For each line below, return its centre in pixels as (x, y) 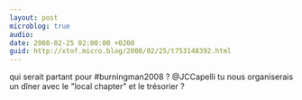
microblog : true (40, 26)
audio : (22, 34)
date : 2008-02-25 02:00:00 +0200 (72, 43)
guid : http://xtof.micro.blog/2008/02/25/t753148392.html (120, 51)
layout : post (34, 18)
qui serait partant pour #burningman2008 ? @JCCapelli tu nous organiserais (151, 77)
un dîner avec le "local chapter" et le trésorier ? (97, 86)
